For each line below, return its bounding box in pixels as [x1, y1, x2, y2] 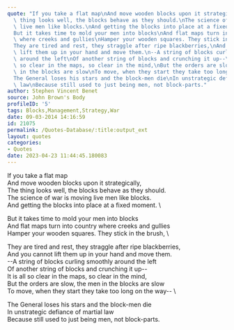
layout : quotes [7, 133, 52, 140]
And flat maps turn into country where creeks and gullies [7, 222, 171, 230]
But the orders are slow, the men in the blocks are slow [7, 279, 165, 288]
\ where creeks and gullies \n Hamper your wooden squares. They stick [13, 36, 219, 43]
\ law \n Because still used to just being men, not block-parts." [13, 81, 208, 88]
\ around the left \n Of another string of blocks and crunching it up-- [13, 56, 226, 63]
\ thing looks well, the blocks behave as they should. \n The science [13, 17, 219, 24]
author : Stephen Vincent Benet [7, 88, 98, 94]
